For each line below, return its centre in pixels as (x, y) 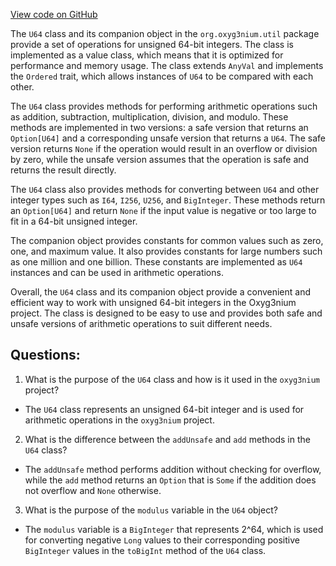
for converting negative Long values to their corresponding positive (162, 540)
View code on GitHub (54, 14)
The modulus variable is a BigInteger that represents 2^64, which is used (174, 529)
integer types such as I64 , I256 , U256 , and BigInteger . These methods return (168, 200)
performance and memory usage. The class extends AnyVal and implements (167, 65)
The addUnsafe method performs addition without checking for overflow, (173, 469)
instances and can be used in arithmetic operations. (117, 272)
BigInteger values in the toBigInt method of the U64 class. (145, 550)
